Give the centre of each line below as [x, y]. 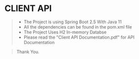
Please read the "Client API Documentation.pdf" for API [79, 37]
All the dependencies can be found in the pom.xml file [78, 27]
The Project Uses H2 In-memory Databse [65, 32]
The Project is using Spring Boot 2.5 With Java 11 [73, 22]
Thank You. [28, 52]
